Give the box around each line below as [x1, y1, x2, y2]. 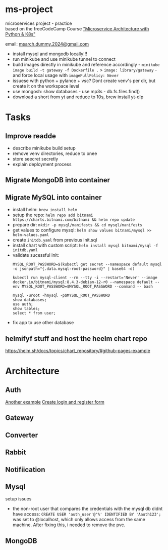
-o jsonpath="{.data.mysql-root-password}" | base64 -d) [12, 266, 135, 271]
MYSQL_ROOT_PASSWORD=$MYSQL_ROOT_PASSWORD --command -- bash [22, 284, 153, 289]
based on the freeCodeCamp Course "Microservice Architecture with [5, 25, 149, 31]
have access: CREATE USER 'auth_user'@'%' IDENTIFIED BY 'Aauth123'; [12, 511, 161, 517]
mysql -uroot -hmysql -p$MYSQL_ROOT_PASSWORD [12, 293, 110, 298]
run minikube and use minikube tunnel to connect [12, 56, 116, 62]
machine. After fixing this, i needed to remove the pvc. [12, 522, 126, 528]
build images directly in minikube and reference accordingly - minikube [12, 61, 160, 67]
